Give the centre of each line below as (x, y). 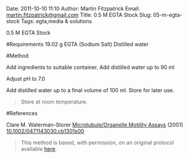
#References (22, 113)
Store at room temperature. (54, 102)
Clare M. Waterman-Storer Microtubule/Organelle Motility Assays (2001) (95, 125)
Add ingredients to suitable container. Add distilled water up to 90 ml (90, 67)
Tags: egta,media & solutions (56, 21)
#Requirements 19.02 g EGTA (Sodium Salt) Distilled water (78, 44)
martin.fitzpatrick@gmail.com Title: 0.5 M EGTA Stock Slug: (79, 15)
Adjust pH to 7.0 (26, 79)
